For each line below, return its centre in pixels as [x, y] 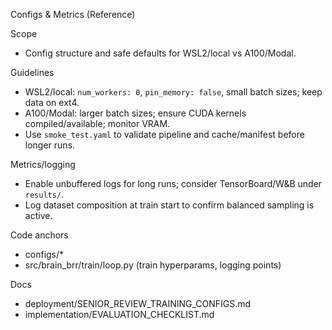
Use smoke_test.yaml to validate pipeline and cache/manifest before [164, 134]
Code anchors [39, 235]
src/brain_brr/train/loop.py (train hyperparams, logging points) [153, 265]
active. [38, 215]
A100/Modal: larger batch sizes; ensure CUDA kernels [135, 113]
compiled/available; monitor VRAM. [97, 123]
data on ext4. [52, 102]
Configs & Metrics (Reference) [73, 14]
